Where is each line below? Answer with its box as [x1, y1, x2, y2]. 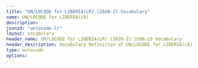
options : [6, 53, 28, 59]
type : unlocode [6, 47, 44, 53]
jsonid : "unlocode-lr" [6, 25, 62, 31]
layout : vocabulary [6, 31, 55, 37]
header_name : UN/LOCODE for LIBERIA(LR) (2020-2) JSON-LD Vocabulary [6, 36, 183, 42]
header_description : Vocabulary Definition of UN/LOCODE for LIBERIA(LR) [6, 42, 193, 48]
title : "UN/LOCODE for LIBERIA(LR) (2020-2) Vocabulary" [6, 8, 150, 15]
